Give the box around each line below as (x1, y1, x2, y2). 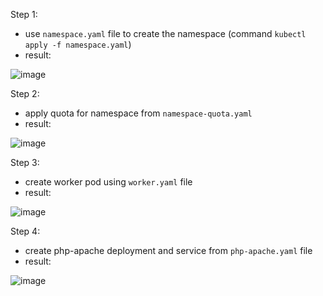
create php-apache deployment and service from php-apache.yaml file (24, 245, 313, 256)
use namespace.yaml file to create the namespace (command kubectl (24, 28, 307, 39)
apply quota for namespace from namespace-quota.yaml (24, 107, 253, 119)
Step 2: (10, 88, 40, 99)
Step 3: (10, 157, 40, 168)
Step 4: (10, 225, 41, 237)
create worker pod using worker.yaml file (24, 176, 193, 188)
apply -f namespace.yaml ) (24, 39, 132, 50)
